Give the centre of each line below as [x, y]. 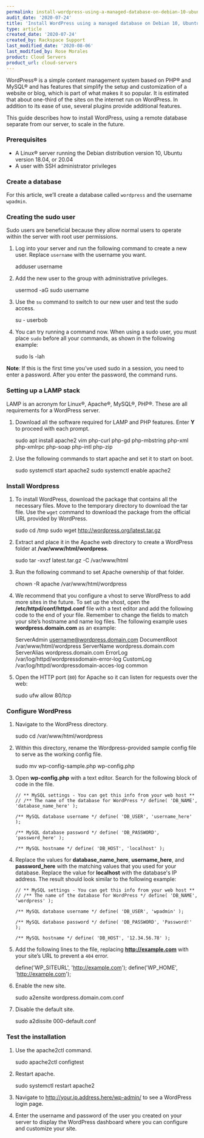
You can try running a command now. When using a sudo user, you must [106, 332]
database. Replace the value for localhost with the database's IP [96, 873]
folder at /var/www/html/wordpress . [62, 548]
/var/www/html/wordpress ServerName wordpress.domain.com [95, 646]
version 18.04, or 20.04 [44, 159]
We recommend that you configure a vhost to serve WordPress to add [103, 595]
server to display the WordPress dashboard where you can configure [101, 1122]
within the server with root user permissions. [62, 237]
